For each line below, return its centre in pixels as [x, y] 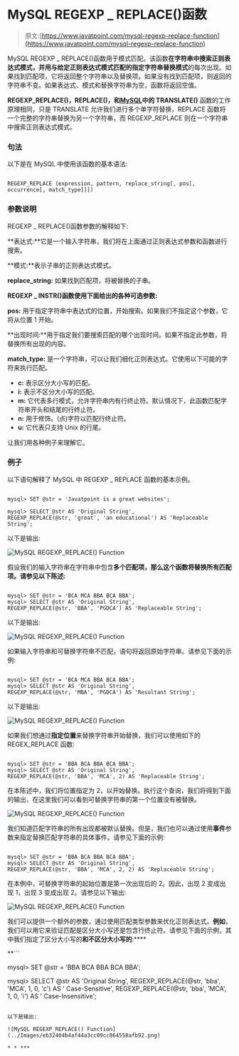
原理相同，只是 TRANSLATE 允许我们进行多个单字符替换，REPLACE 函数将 [117, 109]
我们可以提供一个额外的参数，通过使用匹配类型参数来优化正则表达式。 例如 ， [119, 921]
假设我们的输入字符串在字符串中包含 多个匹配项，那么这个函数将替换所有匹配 [119, 567]
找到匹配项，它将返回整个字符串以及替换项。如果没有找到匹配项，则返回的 [122, 76]
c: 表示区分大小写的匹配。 [56, 382]
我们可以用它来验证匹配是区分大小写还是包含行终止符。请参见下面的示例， [116, 930]
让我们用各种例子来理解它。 [48, 442]
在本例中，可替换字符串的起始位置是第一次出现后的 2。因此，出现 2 [106, 883]
